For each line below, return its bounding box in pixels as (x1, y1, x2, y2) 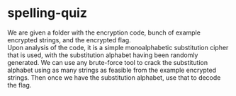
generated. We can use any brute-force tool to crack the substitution (7, 58, 208, 66)
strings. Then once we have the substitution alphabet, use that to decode (7, 73, 221, 82)
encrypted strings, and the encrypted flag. (7, 35, 131, 44)
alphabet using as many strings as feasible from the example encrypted (7, 66, 217, 74)
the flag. (7, 80, 32, 89)
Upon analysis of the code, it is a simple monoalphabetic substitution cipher (7, 43, 229, 52)
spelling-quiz (7, 5, 87, 21)
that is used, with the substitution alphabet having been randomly (7, 51, 198, 59)
